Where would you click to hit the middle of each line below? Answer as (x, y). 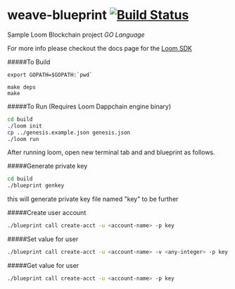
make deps (22, 87)
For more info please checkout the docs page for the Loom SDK (100, 48)
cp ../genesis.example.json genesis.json (69, 133)
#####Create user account (47, 213)
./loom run (23, 139)
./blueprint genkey (36, 186)
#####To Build (29, 62)
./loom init (25, 126)
